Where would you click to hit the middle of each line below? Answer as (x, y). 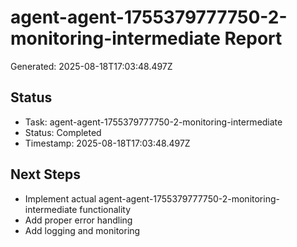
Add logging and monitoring (82, 230)
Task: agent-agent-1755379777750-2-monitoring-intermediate (153, 122)
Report (253, 38)
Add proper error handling (78, 220)
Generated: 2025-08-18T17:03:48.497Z (91, 66)
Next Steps (45, 174)
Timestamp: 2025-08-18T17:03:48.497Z (107, 143)
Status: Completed (63, 132)
